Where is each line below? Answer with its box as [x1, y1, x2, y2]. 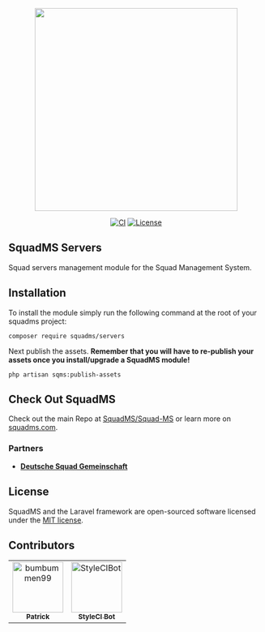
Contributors [8, 538, 75, 552]
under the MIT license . [8, 515, 83, 525]
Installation [8, 286, 66, 300]
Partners [8, 443, 44, 454]
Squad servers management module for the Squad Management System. [8, 262, 253, 272]
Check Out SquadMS [8, 393, 116, 406]
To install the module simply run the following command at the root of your [8, 307, 258, 317]
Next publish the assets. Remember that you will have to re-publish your [8, 346, 254, 356]
